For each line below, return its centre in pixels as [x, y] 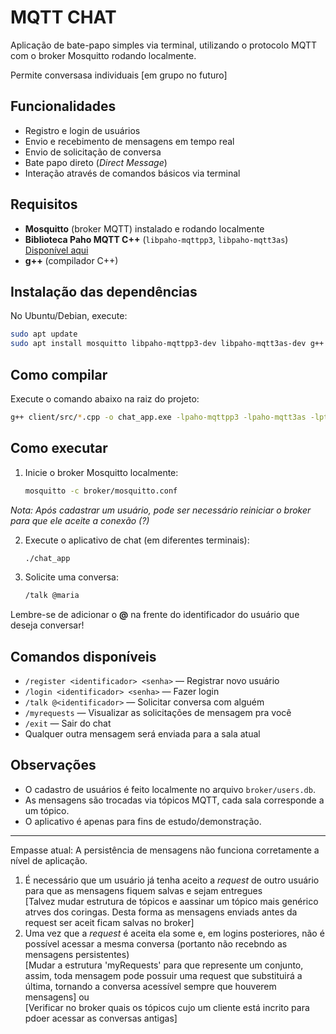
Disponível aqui [56, 250]
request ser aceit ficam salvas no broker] [109, 922]
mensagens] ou [57, 997]
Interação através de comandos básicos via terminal [132, 173]
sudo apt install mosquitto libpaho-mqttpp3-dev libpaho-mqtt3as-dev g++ [167, 344]
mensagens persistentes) [77, 954]
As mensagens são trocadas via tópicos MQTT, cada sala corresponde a [174, 800]
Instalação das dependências [104, 291]
